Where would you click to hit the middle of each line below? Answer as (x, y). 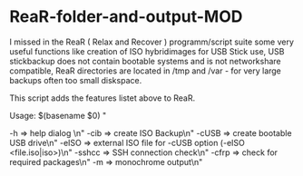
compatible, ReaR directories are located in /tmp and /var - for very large (145, 71)
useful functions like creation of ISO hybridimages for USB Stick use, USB (147, 51)
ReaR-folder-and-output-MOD (126, 17)
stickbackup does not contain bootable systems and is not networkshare (145, 61)
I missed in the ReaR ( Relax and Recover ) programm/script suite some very (152, 42)
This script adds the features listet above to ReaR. (103, 98)
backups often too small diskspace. (76, 80)
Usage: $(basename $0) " (58, 115)
